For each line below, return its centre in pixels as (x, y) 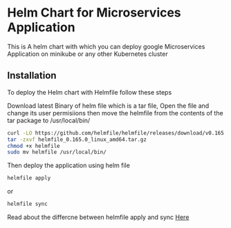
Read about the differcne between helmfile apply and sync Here (98, 217)
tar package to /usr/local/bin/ (49, 120)
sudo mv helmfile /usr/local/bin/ (57, 152)
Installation (32, 76)
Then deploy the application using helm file (68, 165)
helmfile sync (28, 204)
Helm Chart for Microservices (94, 13)
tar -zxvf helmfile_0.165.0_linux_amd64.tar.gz (77, 140)
